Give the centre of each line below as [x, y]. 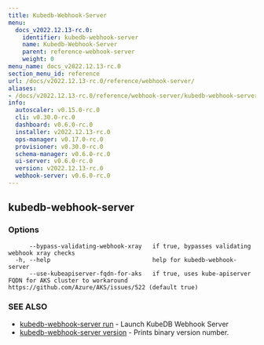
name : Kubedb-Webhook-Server [70, 45]
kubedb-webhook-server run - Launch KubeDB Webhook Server [124, 324]
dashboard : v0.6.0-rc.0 [54, 125]
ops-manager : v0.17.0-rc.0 [59, 139]
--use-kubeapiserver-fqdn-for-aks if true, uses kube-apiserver [140, 274]
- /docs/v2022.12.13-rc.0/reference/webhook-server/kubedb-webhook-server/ [135, 96]
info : [17, 103]
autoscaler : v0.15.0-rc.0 [58, 111]
